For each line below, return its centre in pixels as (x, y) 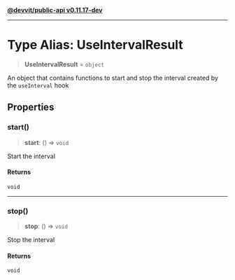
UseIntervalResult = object (64, 64)
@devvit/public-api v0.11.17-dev (55, 10)
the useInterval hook (38, 85)
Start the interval (31, 156)
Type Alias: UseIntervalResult (95, 45)
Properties (31, 107)
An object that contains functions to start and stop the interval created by (113, 78)
